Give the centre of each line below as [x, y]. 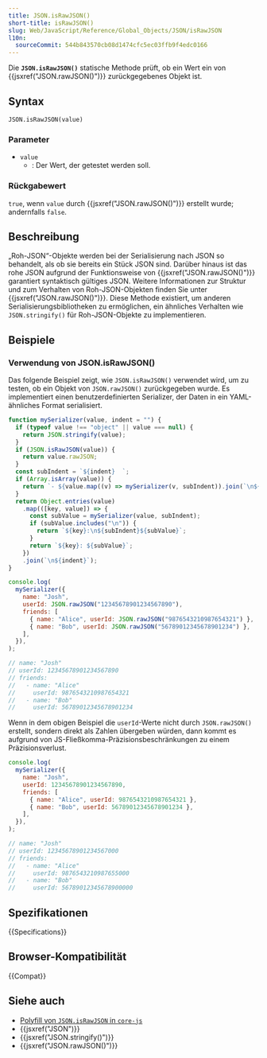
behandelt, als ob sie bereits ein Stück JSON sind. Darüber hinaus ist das [128, 264]
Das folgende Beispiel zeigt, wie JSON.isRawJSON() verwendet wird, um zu [128, 380]
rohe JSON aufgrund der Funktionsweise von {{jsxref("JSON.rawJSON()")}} [132, 273]
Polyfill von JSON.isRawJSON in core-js [81, 1020]
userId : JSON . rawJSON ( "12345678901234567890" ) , [103, 605]
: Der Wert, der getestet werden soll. [91, 165]
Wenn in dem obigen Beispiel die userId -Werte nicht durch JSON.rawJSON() [130, 723]
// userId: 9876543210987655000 [69, 873]
